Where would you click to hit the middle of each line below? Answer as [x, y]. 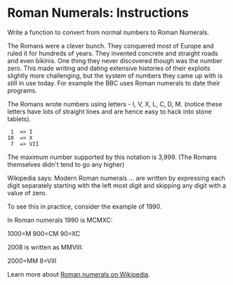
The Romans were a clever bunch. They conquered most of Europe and [111, 46]
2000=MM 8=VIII [32, 260]
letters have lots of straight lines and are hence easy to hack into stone [109, 111]
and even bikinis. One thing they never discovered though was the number [115, 60]
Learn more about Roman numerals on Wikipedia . [79, 274]
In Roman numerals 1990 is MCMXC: [60, 220]
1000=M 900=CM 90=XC [44, 233]
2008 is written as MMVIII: [45, 247]
